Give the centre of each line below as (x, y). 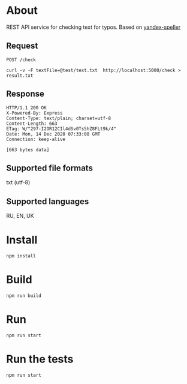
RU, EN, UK (20, 216)
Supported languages (48, 201)
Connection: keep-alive (36, 139)
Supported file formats (49, 168)
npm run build (24, 296)
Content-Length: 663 (32, 124)
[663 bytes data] (28, 150)
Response (25, 94)
